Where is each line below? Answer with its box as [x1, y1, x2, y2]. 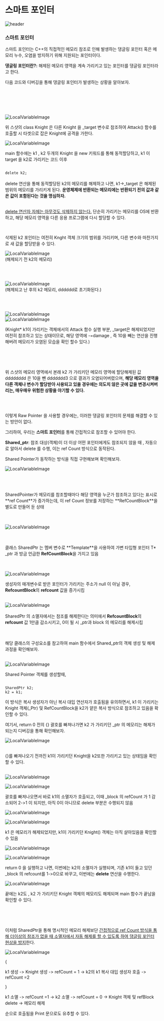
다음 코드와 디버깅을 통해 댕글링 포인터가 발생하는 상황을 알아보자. [5, 79, 130, 85]
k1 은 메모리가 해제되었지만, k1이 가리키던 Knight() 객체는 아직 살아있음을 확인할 [5, 829, 157, 835]
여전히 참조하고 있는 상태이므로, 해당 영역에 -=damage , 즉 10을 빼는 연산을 [5, 333, 149, 339]
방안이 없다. [10, 419, 33, 424]
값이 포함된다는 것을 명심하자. [10, 193, 66, 199]
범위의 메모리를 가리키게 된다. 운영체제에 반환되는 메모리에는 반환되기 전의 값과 [5, 187, 154, 193]
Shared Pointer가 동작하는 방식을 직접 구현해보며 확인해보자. [5, 456, 121, 462]
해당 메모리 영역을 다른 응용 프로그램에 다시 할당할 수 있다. [15, 215, 126, 221]
